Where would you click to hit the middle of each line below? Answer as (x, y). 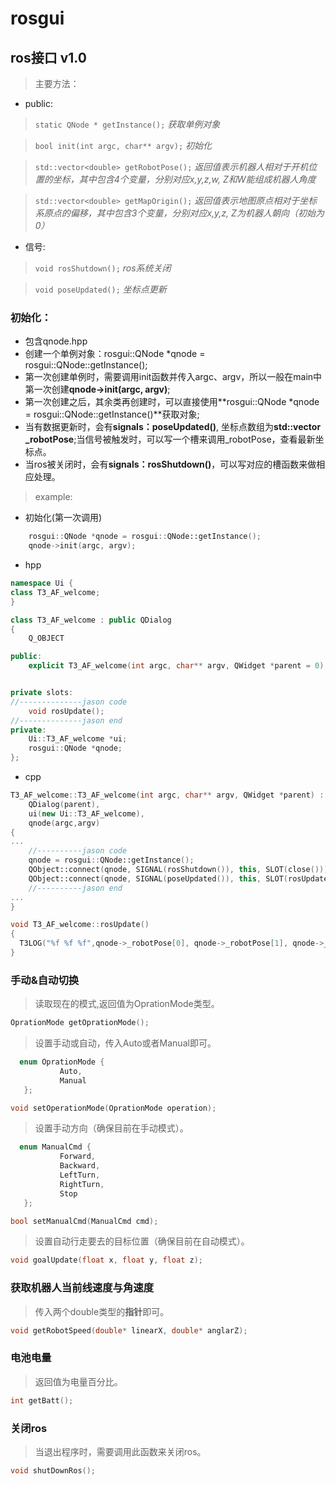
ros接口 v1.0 (48, 57)
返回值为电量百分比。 (78, 1381)
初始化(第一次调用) (63, 518)
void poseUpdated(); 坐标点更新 (100, 289)
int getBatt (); (42, 1400)
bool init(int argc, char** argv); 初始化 (123, 145)
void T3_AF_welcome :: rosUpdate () (80, 925)
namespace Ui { (42, 583)
